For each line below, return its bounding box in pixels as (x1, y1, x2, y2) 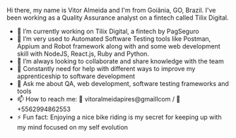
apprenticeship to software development (16, 72, 136, 80)
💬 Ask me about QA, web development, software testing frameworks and (16, 80, 229, 87)
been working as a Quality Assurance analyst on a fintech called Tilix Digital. (6, 13, 229, 22)
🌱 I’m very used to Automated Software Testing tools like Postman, (16, 34, 211, 43)
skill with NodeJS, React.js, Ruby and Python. (16, 49, 150, 58)
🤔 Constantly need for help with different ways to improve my (16, 65, 196, 73)
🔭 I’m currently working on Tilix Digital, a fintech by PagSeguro (16, 27, 199, 35)
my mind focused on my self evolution (16, 123, 129, 131)
